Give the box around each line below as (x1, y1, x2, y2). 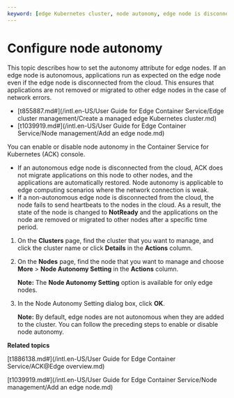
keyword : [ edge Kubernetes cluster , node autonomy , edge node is (7, 10, 201, 17)
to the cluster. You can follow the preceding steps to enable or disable (17, 320, 218, 328)
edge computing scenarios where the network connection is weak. (17, 186, 210, 194)
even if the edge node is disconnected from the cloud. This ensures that (7, 78, 214, 87)
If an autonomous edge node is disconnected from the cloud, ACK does (17, 163, 224, 172)
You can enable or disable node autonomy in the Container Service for (7, 142, 209, 151)
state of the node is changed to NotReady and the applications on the (17, 207, 218, 216)
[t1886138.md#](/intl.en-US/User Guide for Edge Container (7, 354, 176, 363)
